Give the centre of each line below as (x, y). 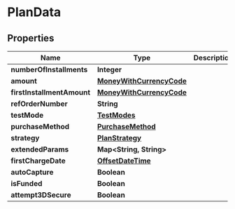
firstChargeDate (38, 161)
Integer (109, 69)
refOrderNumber (39, 104)
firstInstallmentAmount (51, 92)
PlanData (34, 12)
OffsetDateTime (124, 161)
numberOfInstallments (49, 69)
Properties (31, 38)
